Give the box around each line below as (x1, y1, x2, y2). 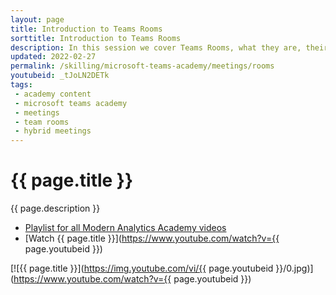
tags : (10, 80, 33, 90)
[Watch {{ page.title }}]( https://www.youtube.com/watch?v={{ (24, 232, 280, 245)
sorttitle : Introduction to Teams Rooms (10, 33, 182, 43)
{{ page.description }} (10, 202, 101, 215)
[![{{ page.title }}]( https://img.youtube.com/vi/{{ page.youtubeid (10, 262, 274, 275)
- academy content (14, 89, 92, 99)
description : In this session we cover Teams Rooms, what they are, (10, 42, 302, 53)
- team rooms (14, 117, 70, 127)
